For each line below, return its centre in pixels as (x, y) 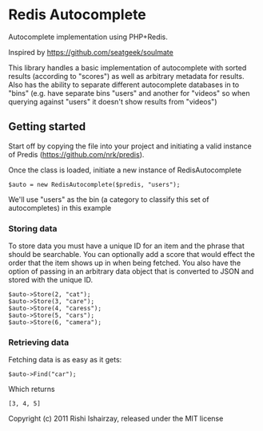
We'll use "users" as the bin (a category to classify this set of (109, 199)
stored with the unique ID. (51, 280)
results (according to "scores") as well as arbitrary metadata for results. (126, 76)
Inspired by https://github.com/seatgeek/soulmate (91, 52)
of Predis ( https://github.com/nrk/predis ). (76, 154)
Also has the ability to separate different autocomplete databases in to (124, 85)
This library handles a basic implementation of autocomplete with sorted (128, 67)
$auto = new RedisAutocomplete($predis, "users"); (94, 184)
